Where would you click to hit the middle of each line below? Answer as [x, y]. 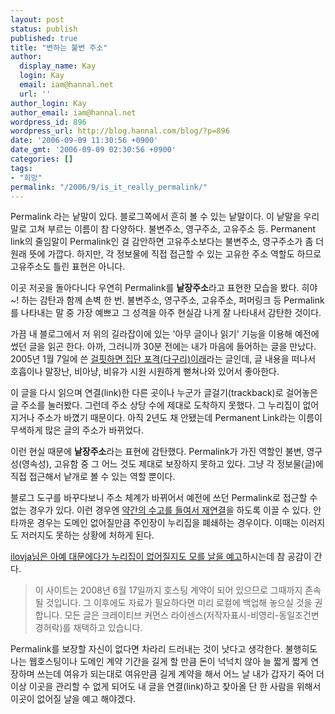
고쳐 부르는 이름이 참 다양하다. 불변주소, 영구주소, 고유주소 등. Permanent [172, 229]
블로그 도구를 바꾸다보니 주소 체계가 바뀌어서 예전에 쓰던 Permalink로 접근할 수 [164, 498]
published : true [44, 38]
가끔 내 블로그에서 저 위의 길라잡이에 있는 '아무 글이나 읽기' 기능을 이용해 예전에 [165, 334]
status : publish [44, 29]
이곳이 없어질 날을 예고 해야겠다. [73, 699]
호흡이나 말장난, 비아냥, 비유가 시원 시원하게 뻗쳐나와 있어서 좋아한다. [145, 372]
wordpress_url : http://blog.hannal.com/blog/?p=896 [120, 131]
